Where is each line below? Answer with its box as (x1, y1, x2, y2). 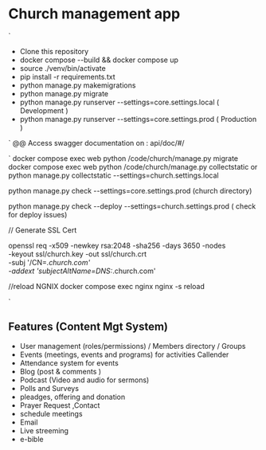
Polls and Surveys (19, 383, 80, 393)
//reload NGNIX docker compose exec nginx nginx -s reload (8, 281, 205, 291)
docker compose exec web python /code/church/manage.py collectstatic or (8, 162, 258, 171)
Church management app (8, 5, 181, 23)
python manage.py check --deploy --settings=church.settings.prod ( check (8, 201, 256, 211)
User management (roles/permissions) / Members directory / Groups (19, 341, 246, 350)
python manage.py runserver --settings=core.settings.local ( (19, 97, 220, 107)
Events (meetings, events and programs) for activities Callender (19, 350, 229, 359)
